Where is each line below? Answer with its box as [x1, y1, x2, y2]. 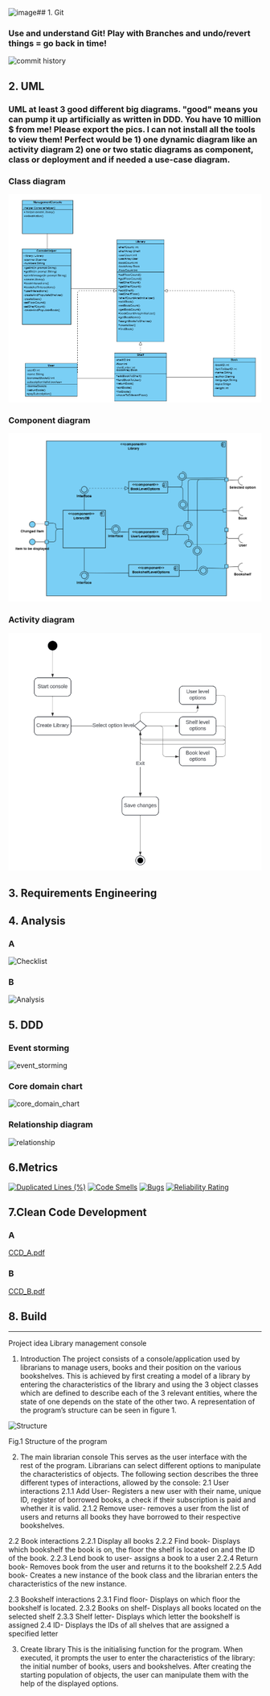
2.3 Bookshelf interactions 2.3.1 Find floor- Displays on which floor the [8, 1595, 241, 1604]
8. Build [8, 1309, 47, 1323]
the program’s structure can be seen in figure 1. [19, 1405, 177, 1415]
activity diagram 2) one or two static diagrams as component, [8, 143, 254, 155]
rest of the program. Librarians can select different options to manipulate [19, 1461, 261, 1471]
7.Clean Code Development [8, 1205, 147, 1219]
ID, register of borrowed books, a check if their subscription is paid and [19, 1495, 256, 1505]
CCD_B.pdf [8, 1286, 46, 1296]
